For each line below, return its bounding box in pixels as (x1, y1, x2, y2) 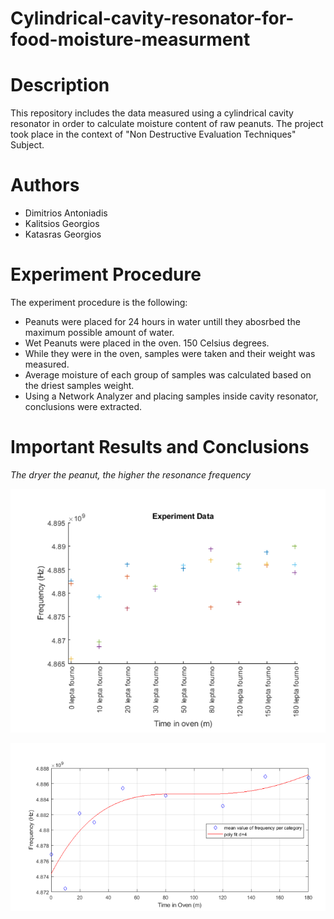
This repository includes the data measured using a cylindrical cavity (10, 107, 294, 119)
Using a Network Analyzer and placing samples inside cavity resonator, (24, 390, 319, 402)
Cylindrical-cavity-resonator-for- (10, 7, 295, 30)
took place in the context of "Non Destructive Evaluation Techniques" (10, 128, 297, 141)
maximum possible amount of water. (24, 327, 175, 338)
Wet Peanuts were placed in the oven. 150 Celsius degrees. (24, 337, 270, 349)
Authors (10, 174, 80, 197)
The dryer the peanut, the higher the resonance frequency (10, 468, 252, 481)
